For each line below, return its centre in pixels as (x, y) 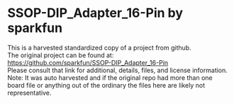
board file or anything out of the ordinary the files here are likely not (106, 85)
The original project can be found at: (61, 55)
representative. (29, 93)
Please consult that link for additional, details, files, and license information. (118, 70)
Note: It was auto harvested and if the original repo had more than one (110, 77)
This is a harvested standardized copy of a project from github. (99, 47)
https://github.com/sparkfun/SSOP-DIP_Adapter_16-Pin (88, 62)
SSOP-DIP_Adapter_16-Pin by (95, 13)
